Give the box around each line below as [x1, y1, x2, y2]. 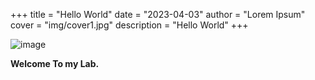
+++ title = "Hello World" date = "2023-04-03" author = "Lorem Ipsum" [10, 9, 306, 20]
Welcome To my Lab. [10, 58, 100, 69]
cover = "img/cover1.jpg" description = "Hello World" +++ [10, 19, 249, 31]
